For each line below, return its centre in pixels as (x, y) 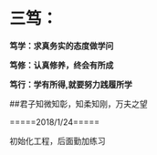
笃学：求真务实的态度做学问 (62, 46)
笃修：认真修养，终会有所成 (62, 65)
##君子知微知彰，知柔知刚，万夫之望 (78, 103)
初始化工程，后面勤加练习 (58, 140)
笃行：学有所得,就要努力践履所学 (71, 84)
